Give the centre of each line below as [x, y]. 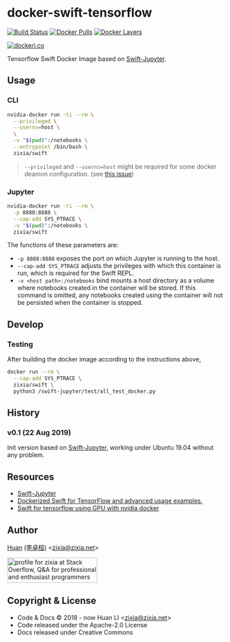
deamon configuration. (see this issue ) [79, 174]
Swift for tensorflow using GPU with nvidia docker [88, 508]
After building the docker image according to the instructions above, [104, 359]
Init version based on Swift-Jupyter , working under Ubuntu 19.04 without [111, 447]
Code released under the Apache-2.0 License [82, 625]
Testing [20, 344]
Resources [31, 477]
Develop [25, 324]
